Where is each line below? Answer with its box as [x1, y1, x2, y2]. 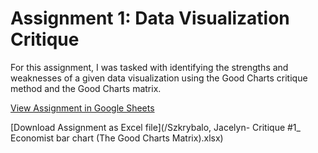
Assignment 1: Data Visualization [10, 7, 290, 30]
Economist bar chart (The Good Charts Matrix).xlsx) [10, 132, 224, 144]
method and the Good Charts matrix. [10, 82, 162, 94]
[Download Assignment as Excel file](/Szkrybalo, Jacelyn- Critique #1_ [10, 121, 301, 133]
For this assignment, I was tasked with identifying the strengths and [10, 61, 289, 73]
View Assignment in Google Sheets [10, 102, 155, 114]
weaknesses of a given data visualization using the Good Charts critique [10, 72, 308, 84]
